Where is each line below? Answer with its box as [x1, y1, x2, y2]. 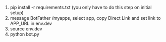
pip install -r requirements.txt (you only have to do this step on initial [10, 5, 152, 10]
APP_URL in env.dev [10, 20, 52, 26]
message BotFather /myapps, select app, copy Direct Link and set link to [10, 15, 161, 21]
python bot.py [10, 31, 39, 37]
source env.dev [10, 26, 42, 32]
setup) [10, 10, 24, 16]
